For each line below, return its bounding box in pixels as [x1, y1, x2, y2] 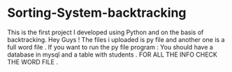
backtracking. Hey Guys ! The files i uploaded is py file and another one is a [7, 35, 225, 43]
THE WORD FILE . [7, 57, 58, 66]
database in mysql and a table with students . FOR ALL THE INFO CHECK [7, 50, 218, 59]
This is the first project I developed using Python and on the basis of [7, 28, 204, 36]
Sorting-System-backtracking [7, 5, 187, 21]
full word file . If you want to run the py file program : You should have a [7, 43, 213, 51]
